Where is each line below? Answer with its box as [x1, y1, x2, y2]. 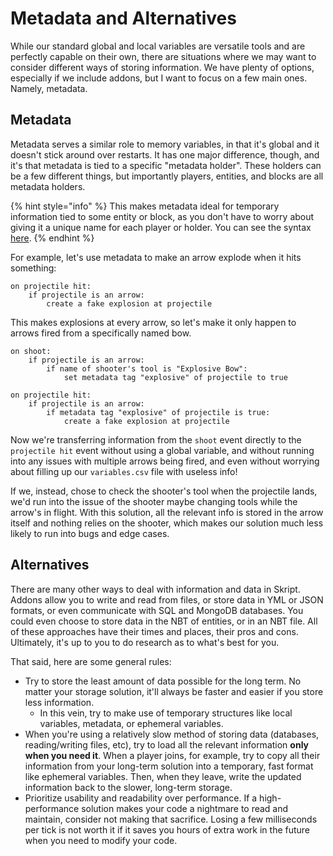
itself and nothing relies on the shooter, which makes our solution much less [10, 517, 324, 529]
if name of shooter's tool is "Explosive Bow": [46, 363, 248, 374]
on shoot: [10, 346, 52, 356]
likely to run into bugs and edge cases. [10, 527, 170, 539]
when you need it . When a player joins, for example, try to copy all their [24, 749, 321, 761]
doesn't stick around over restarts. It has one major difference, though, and [10, 148, 320, 161]
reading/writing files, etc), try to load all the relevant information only [24, 738, 309, 751]
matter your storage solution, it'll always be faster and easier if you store [24, 685, 324, 697]
